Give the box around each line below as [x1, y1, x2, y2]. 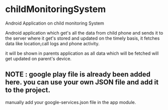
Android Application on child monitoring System [5, 20, 105, 26]
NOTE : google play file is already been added [5, 70, 151, 79]
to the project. [5, 86, 51, 94]
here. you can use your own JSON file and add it [5, 78, 159, 86]
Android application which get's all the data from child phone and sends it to [5, 30, 163, 36]
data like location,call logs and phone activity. [5, 40, 100, 46]
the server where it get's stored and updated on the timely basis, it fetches [5, 35, 160, 41]
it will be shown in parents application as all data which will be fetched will [5, 50, 159, 56]
